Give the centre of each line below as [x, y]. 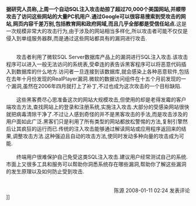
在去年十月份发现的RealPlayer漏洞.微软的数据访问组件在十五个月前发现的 [94, 79]
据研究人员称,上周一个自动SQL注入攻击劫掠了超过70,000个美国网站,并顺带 [96, 9]
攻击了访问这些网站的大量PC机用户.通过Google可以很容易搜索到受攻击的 [93, 16]
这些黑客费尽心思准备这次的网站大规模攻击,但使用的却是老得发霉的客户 [101, 99]
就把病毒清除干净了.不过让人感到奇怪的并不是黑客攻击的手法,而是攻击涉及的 [97, 114]
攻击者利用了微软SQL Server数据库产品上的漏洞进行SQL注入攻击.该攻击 [102, 57]
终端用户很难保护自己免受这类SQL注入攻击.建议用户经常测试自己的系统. [102, 157]
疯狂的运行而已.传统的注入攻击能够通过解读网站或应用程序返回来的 [101, 129]
